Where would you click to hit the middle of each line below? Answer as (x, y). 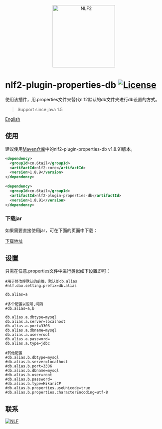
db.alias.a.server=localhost (35, 322)
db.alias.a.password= (28, 339)
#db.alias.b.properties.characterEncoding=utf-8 (57, 393)
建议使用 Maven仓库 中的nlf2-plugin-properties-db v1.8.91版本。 (70, 149)
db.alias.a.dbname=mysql (31, 330)
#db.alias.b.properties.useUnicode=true (48, 388)
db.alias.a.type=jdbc (28, 344)
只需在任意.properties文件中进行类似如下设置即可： (58, 271)
